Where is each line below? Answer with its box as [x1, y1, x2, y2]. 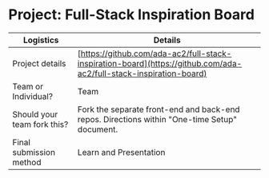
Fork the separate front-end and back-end [77, 104, 240, 115]
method [12, 156, 42, 168]
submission [12, 146, 56, 157]
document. [77, 124, 118, 135]
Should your [12, 109, 58, 120]
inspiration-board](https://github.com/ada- [77, 57, 243, 69]
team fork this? [12, 118, 69, 129]
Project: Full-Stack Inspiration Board [8, 6, 255, 24]
